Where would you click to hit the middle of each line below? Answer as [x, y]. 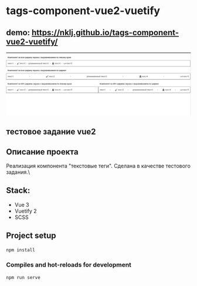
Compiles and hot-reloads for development [69, 264]
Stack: [18, 191]
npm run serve [23, 277]
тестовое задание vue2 [51, 132]
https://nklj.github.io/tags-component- [105, 33]
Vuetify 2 [26, 211]
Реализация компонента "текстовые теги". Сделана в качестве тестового [98, 166]
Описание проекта [42, 152]
